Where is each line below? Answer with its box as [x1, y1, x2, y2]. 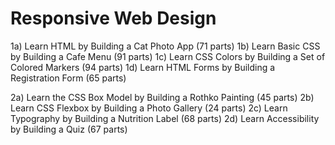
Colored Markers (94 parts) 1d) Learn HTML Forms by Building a [10, 61, 276, 73]
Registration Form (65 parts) [10, 72, 127, 84]
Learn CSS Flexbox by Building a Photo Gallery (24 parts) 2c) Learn [10, 102, 288, 114]
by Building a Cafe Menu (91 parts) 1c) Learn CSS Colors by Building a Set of [10, 50, 326, 62]
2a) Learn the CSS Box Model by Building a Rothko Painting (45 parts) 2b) [10, 91, 315, 103]
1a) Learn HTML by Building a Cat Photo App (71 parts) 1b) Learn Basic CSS [10, 40, 321, 52]
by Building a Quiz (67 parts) [10, 123, 128, 135]
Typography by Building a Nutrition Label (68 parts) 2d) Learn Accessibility [10, 112, 320, 124]
